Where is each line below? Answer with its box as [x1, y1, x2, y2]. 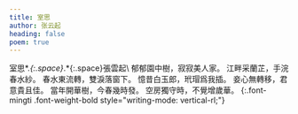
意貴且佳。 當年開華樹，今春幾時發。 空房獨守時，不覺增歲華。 [9, 85, 239, 95]
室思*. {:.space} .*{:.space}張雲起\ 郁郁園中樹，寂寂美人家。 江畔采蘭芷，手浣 [9, 63, 289, 73]
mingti [9, 95, 33, 106]
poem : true [9, 37, 50, 47]
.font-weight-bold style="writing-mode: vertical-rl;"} [34, 95, 225, 106]
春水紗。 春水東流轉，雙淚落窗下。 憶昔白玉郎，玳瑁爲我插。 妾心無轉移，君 [9, 74, 288, 85]
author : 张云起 [9, 21, 61, 30]
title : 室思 [9, 12, 51, 22]
